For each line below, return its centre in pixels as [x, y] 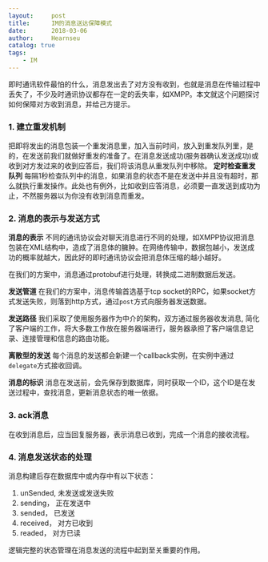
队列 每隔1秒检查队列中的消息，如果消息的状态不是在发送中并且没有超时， [130, 176]
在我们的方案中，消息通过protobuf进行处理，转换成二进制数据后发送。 [124, 275]
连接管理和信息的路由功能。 [68, 339]
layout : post [37, 16]
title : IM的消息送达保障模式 [60, 23]
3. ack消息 [29, 415]
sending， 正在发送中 [55, 503]
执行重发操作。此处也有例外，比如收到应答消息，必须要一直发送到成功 [138, 186]
